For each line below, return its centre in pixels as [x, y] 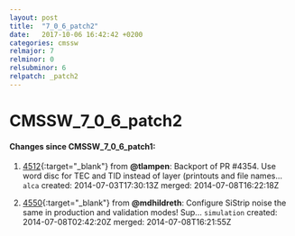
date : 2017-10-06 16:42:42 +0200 [76, 34]
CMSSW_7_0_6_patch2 [96, 120]
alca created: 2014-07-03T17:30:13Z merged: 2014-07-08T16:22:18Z [151, 186]
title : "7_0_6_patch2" [54, 26]
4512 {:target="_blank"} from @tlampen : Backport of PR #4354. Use [149, 167]
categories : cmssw [44, 43]
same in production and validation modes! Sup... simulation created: [150, 213]
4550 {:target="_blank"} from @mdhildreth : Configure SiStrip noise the [154, 203]
